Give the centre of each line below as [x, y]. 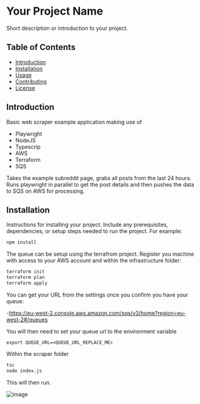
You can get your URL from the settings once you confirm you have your [97, 295]
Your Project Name [55, 11]
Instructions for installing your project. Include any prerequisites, [87, 225]
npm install [21, 242]
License [25, 88]
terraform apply [27, 283]
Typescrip [28, 146]
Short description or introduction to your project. [67, 28]
